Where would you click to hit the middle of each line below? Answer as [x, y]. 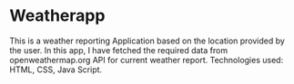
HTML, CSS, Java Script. [56, 70]
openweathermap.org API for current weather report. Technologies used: [147, 60]
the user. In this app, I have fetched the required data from [119, 50]
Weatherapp [57, 16]
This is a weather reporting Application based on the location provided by [147, 41]
